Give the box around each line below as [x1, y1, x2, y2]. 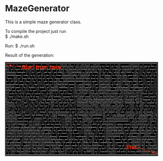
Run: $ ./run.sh [5, 43, 35, 48]
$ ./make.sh [5, 33, 29, 39]
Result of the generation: [5, 52, 55, 58]
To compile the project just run [5, 28, 66, 34]
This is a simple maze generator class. [5, 19, 81, 25]
